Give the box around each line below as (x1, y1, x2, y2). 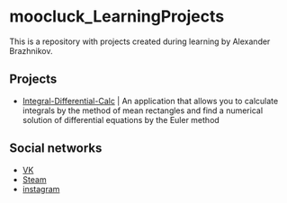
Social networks (9, 141, 103, 156)
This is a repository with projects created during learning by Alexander (9, 36, 271, 47)
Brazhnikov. (9, 45, 53, 56)
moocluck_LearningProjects (9, 6, 225, 27)
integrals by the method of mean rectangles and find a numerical (22, 105, 264, 116)
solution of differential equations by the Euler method (22, 114, 220, 125)
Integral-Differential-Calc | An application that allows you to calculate (22, 95, 279, 106)
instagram (22, 183, 60, 194)
